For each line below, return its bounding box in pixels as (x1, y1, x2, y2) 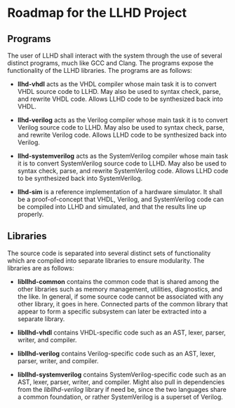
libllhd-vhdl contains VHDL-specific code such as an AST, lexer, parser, (17, 328, 226, 336)
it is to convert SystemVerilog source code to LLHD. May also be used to (17, 159, 227, 168)
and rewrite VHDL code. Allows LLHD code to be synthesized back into (17, 95, 223, 103)
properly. (17, 210, 44, 218)
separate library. (17, 314, 65, 323)
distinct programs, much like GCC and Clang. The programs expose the (7, 59, 214, 67)
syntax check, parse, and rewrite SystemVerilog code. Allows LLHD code (17, 167, 229, 175)
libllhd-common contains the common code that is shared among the (17, 277, 220, 285)
